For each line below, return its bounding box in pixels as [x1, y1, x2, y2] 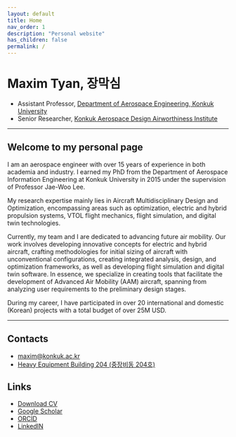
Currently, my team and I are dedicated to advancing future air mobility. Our [7, 232, 226, 240]
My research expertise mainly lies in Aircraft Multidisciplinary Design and [7, 196, 218, 204]
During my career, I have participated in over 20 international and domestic [7, 298, 225, 307]
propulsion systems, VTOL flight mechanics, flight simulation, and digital [7, 211, 216, 219]
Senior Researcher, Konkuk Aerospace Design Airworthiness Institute [17, 114, 218, 123]
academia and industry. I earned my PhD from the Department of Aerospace [7, 167, 228, 176]
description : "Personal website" [7, 30, 105, 37]
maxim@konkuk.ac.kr [17, 352, 81, 360]
